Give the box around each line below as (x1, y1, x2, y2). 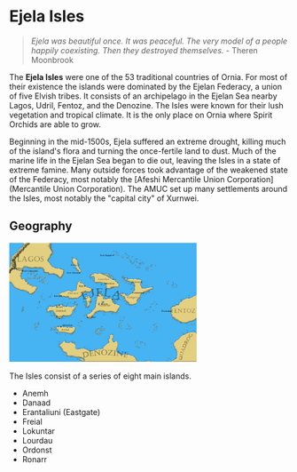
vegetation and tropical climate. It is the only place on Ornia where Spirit (9, 109, 273, 120)
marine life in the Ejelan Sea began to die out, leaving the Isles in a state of (9, 155, 281, 165)
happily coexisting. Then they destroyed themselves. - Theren (30, 44, 259, 55)
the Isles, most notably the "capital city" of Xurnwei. (9, 193, 199, 204)
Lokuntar (21, 425, 56, 436)
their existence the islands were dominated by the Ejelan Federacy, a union (9, 81, 282, 92)
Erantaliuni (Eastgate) (21, 406, 101, 417)
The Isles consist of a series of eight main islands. (9, 371, 192, 381)
